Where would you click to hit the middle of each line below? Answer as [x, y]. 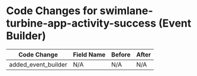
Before [121, 54]
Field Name [89, 54]
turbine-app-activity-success [81, 23]
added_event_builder [38, 64]
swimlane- [126, 11]
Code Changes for [52, 11]
